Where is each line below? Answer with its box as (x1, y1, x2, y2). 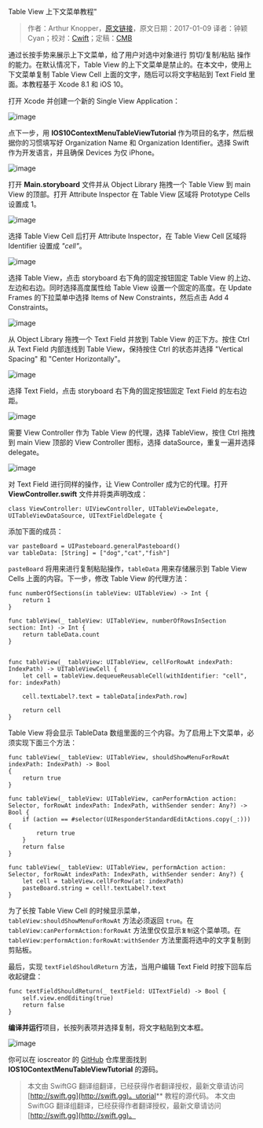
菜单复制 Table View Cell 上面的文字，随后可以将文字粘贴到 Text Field (21, 70, 247, 79)
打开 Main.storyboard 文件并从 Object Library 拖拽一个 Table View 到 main (8, 180, 251, 189)
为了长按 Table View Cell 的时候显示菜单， (8, 906, 145, 915)
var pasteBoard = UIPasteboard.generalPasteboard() (8, 542, 181, 550)
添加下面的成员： (8, 527, 64, 536)
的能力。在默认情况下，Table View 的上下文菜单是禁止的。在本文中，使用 (8, 60, 246, 69)
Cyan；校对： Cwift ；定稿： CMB (27, 34, 133, 42)
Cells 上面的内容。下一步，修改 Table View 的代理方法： (8, 574, 190, 583)
